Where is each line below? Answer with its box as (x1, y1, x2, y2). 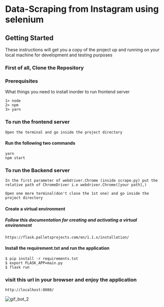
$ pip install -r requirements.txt (5, 256, 79, 261)
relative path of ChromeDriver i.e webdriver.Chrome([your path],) (5, 182, 147, 187)
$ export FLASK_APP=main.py (5, 261, 63, 265)
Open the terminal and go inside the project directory (5, 130, 123, 134)
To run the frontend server (5, 119, 70, 126)
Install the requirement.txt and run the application (5, 245, 110, 251)
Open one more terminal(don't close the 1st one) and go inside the (5, 191, 149, 196)
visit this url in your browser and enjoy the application (5, 276, 137, 283)
